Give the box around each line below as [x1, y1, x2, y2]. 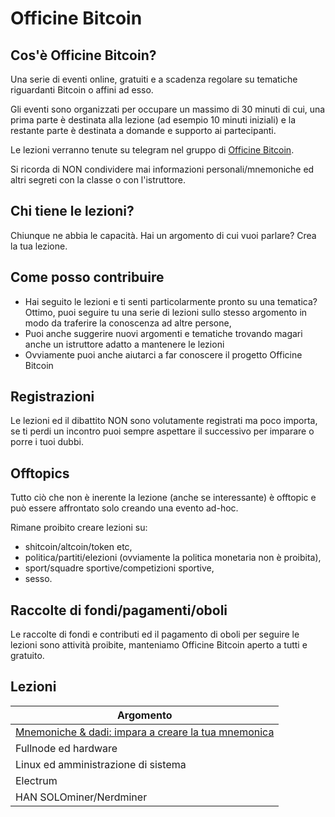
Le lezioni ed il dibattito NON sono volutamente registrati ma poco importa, [10, 415, 318, 427]
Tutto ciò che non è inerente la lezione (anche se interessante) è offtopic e [10, 492, 317, 504]
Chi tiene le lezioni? [10, 203, 135, 220]
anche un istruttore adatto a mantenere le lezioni [24, 338, 225, 350]
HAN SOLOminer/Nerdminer [15, 790, 148, 804]
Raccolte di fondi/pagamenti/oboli [10, 602, 228, 619]
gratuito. [10, 650, 45, 662]
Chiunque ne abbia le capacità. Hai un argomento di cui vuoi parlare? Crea [10, 229, 317, 241]
